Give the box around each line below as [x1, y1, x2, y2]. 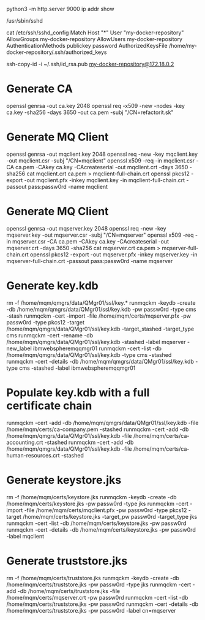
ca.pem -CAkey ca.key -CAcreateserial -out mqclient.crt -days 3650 [15, 163, 188, 170]
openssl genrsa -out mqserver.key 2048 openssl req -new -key [6, 224, 166, 232]
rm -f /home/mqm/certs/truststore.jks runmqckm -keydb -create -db [6, 574, 179, 581]
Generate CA [6, 82, 73, 96]
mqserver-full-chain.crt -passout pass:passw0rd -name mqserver [6, 257, 173, 264]
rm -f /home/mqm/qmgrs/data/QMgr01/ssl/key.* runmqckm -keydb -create [6, 299, 196, 306]
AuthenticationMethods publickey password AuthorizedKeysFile [6, 42, 168, 49]
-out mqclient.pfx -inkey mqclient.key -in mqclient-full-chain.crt [24, 176, 185, 183]
